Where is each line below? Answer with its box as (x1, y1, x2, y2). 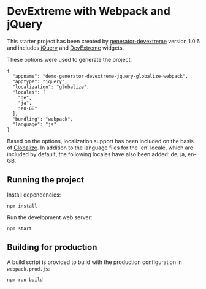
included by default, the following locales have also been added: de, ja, (7, 150, 186, 157)
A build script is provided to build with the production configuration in (7, 258, 183, 266)
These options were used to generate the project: (7, 56, 132, 63)
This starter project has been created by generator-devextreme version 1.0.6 (7, 37, 200, 45)
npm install (7, 203, 37, 209)
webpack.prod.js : (7, 265, 50, 272)
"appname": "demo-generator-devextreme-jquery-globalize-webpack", (12, 73, 189, 79)
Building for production (7, 242, 97, 252)
